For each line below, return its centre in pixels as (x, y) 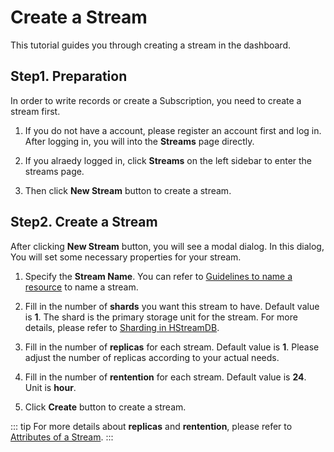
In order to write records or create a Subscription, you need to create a (156, 100)
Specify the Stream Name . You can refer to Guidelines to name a (158, 276)
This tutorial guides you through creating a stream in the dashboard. (151, 45)
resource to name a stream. (81, 287)
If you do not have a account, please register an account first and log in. (173, 130)
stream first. (35, 111)
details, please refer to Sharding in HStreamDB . (122, 327)
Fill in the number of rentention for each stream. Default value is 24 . (165, 377)
